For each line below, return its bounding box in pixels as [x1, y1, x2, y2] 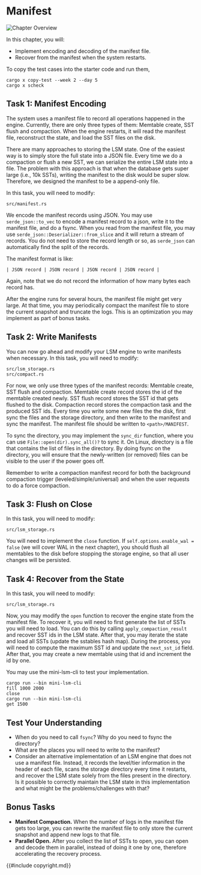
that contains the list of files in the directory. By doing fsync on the [6, 444, 171, 452]
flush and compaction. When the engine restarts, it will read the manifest [6, 128, 186, 135]
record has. [6, 283, 35, 291]
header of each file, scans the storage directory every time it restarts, [14, 765, 187, 773]
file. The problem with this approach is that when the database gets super [6, 164, 189, 172]
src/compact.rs [6, 371, 44, 377]
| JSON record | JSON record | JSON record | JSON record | [6, 267, 160, 273]
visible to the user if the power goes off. [6, 457, 105, 465]
